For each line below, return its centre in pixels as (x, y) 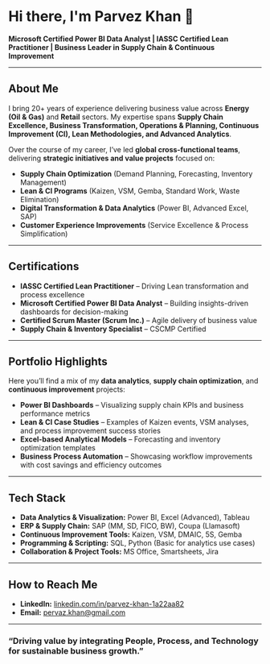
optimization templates (58, 448)
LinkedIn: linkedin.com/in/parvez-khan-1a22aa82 (102, 604)
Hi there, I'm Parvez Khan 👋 (101, 17)
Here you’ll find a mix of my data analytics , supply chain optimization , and (133, 381)
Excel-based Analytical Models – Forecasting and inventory (120, 439)
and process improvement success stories (90, 431)
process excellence (52, 294)
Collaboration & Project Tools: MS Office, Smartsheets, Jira (119, 552)
